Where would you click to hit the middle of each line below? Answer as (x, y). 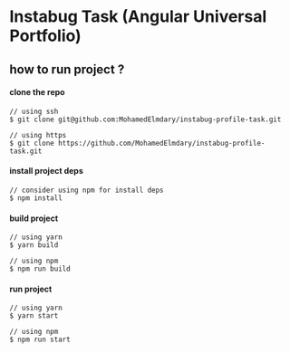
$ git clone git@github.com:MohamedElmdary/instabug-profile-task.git (145, 119)
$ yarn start (34, 316)
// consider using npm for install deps (87, 190)
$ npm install (36, 198)
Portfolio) (45, 36)
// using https (38, 135)
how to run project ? (67, 69)
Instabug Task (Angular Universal (138, 17)
